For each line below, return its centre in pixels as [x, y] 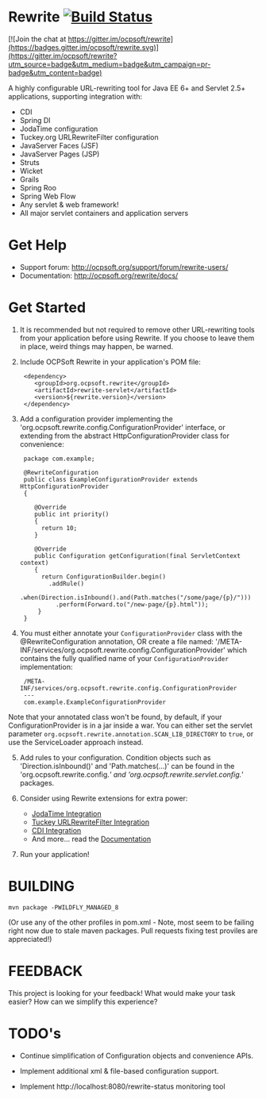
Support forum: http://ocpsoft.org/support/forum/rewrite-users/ [124, 267]
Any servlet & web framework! [69, 204]
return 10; [59, 528]
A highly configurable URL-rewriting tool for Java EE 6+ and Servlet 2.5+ [127, 88]
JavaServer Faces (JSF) [59, 145]
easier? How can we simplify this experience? [83, 1001]
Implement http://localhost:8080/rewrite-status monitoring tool [122, 1086]
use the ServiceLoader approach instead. [76, 742]
